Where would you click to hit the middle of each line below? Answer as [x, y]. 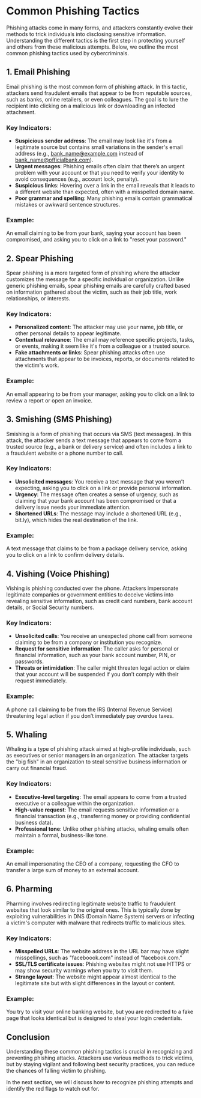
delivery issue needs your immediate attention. [73, 507]
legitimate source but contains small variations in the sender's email [99, 147]
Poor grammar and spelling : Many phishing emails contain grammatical [104, 198]
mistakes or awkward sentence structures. [67, 205]
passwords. [29, 661]
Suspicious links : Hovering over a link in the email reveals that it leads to [105, 186]
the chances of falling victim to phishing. [56, 1071]
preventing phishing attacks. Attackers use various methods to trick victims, [100, 1058]
